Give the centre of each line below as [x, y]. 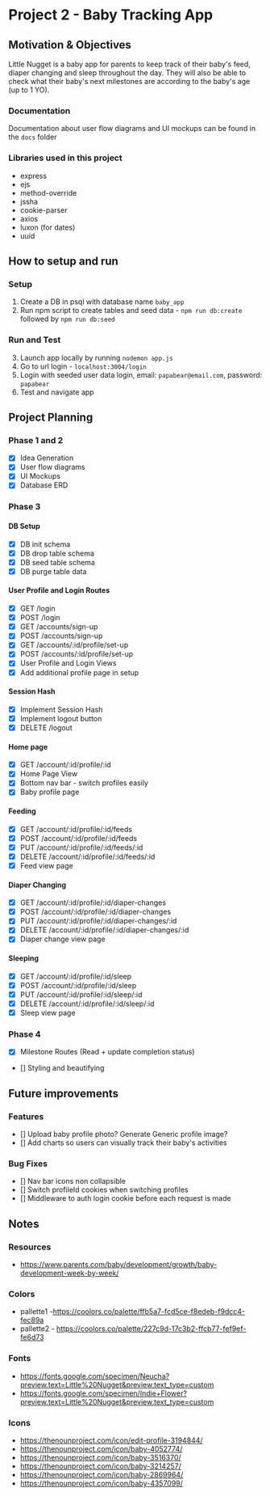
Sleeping [23, 958]
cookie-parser [44, 210]
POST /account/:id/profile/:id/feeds [79, 838]
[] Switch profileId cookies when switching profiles [104, 1190]
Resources [30, 1247]
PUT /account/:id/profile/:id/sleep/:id [81, 994]
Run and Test [35, 340]
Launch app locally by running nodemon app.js [96, 357]
